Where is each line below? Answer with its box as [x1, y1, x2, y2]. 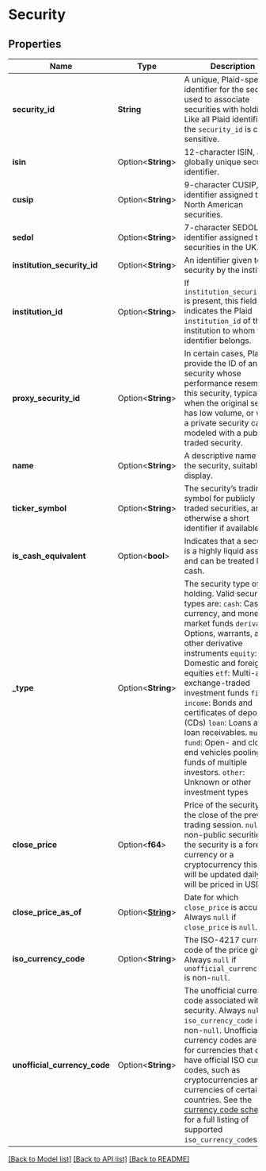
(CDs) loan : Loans [184, 717, 252, 728]
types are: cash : [184, 598, 242, 609]
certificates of [184, 707, 236, 718]
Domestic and [184, 657, 236, 668]
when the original [184, 398, 249, 408]
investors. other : [184, 767, 245, 777]
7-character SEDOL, [184, 222, 261, 233]
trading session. [184, 819, 244, 830]
